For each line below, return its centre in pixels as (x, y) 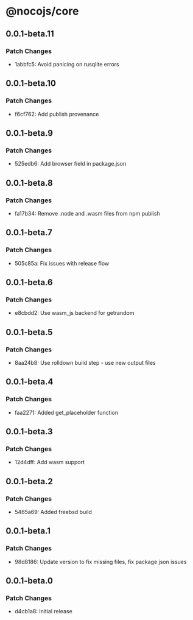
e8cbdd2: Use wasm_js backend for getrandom (74, 313)
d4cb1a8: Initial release (43, 611)
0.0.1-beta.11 (30, 34)
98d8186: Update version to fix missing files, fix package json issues (100, 562)
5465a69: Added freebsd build (53, 512)
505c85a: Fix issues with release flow (62, 263)
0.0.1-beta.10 (31, 83)
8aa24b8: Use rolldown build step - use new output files (85, 363)
